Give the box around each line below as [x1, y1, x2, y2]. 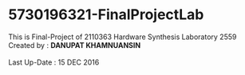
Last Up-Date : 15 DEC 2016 [8, 57, 100, 67]
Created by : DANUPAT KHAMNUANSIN [8, 40, 141, 49]
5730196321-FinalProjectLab [8, 6, 204, 24]
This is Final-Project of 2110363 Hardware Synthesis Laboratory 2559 [8, 32, 237, 41]
